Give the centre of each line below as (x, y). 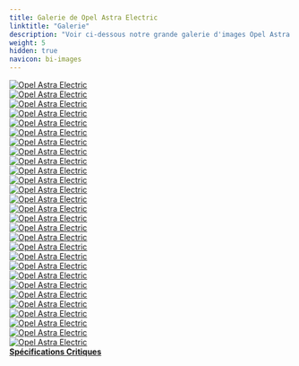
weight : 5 (28, 43)
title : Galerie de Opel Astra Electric (84, 17)
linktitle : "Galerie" (50, 26)
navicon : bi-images (46, 59)
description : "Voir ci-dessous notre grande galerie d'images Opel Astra (150, 34)
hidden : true (34, 51)
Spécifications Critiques (56, 352)
